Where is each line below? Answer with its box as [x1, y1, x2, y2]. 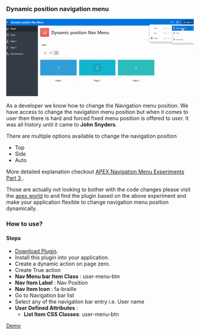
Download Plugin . [14, 248, 58, 255]
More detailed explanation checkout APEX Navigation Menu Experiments [6, 168, 185, 175]
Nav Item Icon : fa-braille [14, 286, 77, 293]
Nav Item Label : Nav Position [14, 279, 88, 286]
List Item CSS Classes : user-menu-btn [23, 311, 119, 318]
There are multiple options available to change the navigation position [6, 132, 177, 140]
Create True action [14, 267, 61, 274]
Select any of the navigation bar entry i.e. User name [14, 298, 145, 305]
